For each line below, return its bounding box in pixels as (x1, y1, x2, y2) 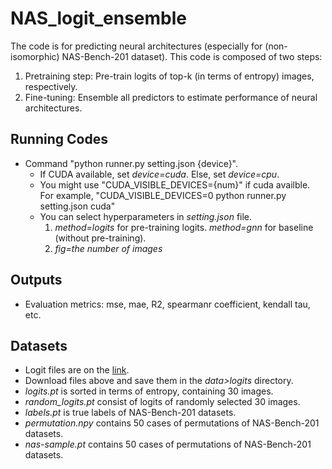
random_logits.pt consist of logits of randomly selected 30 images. (24, 396, 301, 408)
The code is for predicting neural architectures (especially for (10, 40, 263, 52)
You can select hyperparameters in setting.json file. (39, 210, 253, 222)
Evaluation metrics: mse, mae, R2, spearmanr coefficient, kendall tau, (24, 298, 311, 310)
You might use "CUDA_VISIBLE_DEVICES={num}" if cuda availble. (39, 178, 311, 191)
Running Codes (10, 131, 108, 148)
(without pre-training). (54, 232, 147, 244)
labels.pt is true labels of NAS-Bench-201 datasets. (24, 407, 237, 419)
